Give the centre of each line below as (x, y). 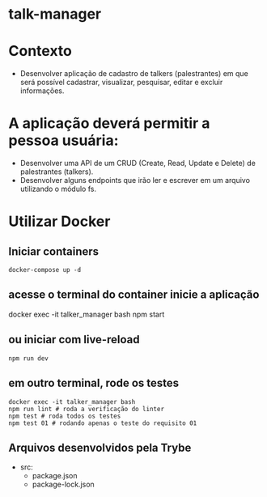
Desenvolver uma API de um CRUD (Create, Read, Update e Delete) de (138, 164)
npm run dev (28, 358)
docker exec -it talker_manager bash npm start (87, 314)
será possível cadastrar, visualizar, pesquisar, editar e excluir (121, 83)
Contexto (40, 51)
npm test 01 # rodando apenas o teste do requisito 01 (103, 423)
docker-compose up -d (45, 270)
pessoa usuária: (64, 140)
